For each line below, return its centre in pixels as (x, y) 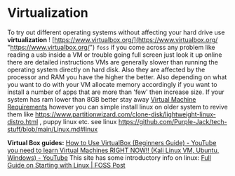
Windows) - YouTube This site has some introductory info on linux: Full (109, 157)
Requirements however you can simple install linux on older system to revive (117, 107)
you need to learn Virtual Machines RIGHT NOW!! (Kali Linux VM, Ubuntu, (113, 150)
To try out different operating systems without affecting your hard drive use (116, 32)
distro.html (23, 121)
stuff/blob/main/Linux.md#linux (53, 129)
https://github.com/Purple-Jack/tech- (173, 121)
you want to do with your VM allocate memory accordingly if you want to (112, 84)
